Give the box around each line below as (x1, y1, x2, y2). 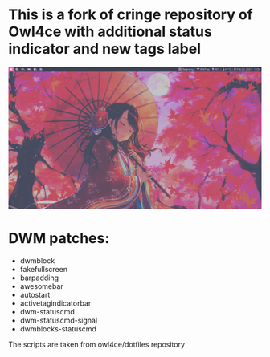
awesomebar (19, 281, 64, 290)
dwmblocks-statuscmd (19, 323, 96, 334)
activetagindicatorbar (19, 298, 92, 308)
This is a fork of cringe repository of (8, 6, 253, 24)
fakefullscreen (19, 264, 68, 274)
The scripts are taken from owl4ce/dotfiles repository (8, 339, 186, 349)
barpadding (19, 273, 59, 282)
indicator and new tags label (8, 40, 201, 58)
